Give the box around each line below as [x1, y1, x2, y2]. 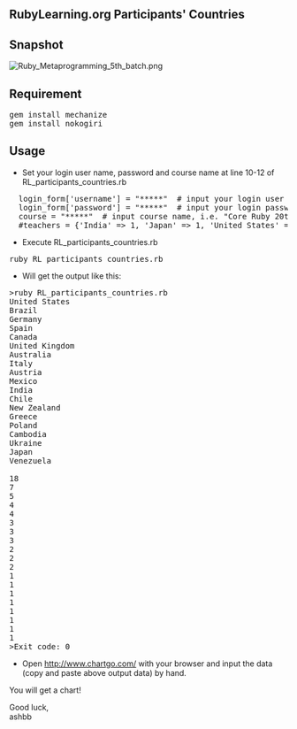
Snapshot [9, 37, 64, 52]
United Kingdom [9, 341, 75, 350]
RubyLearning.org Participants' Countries [9, 7, 245, 22]
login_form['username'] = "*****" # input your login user [18, 194, 285, 203]
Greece [9, 411, 38, 421]
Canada [9, 332, 38, 341]
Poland [9, 420, 38, 430]
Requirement [9, 86, 82, 101]
